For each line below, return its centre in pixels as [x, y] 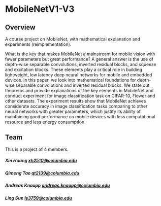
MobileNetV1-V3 [40, 9]
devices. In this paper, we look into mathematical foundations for [71, 80]
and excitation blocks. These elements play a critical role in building [74, 69]
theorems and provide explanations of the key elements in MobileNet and [79, 90]
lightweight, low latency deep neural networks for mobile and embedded [79, 75]
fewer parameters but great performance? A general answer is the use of [79, 59]
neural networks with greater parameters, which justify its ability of [73, 111]
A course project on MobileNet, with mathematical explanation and [73, 39]
